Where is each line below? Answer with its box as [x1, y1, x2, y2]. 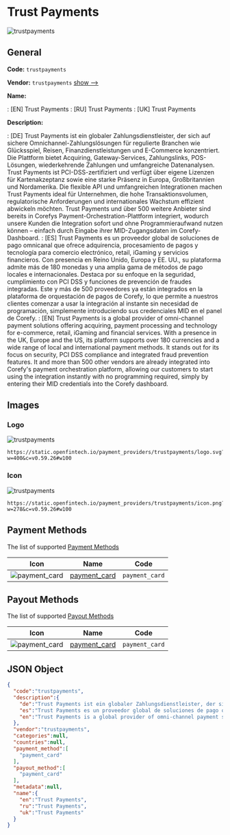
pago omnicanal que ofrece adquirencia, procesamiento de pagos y [7, 241, 199, 249]
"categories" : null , [13, 733, 69, 740]
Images [7, 400, 40, 411]
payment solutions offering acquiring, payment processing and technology [7, 321, 218, 330]
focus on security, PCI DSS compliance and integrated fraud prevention [7, 350, 209, 358]
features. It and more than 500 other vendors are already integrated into [7, 358, 210, 366]
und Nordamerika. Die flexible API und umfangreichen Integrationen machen [7, 183, 222, 191]
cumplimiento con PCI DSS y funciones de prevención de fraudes [7, 277, 192, 286]
